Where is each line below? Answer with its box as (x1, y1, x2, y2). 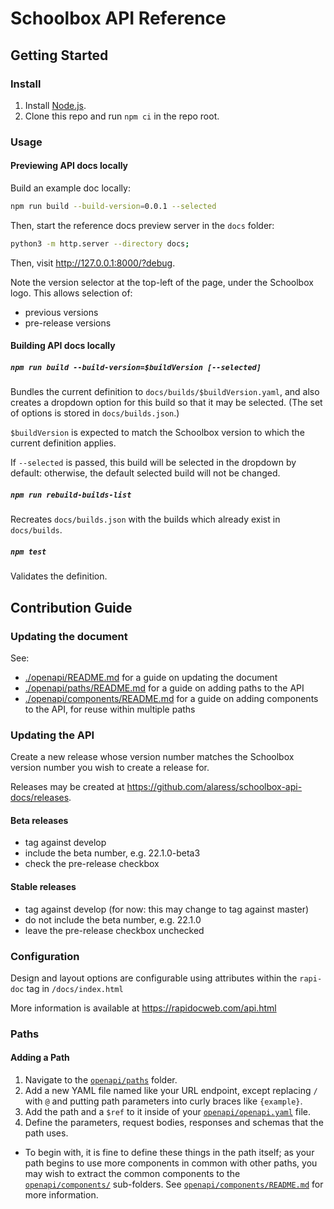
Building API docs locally (10, 340, 116, 352)
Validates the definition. (10, 570, 108, 582)
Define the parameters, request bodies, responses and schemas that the (24, 1117, 324, 1129)
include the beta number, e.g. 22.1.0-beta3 (24, 847, 201, 859)
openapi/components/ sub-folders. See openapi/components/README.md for (24, 1178, 324, 1191)
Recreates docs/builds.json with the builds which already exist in (10, 513, 281, 526)
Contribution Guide (10, 599, 133, 616)
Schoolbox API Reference (10, 7, 227, 30)
